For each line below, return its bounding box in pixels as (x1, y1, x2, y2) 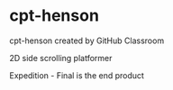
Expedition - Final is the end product (9, 69, 144, 81)
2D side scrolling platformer (9, 52, 113, 63)
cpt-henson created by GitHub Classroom (9, 35, 165, 46)
